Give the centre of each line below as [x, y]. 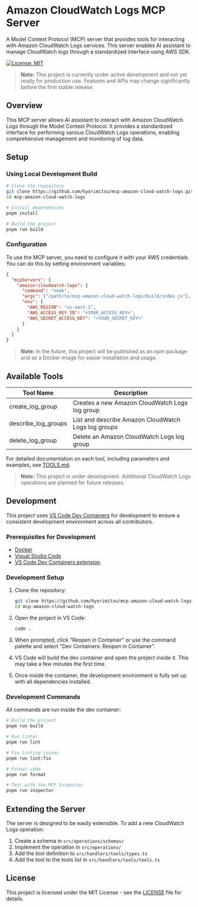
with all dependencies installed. [53, 682]
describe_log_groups [38, 423]
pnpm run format [26, 774]
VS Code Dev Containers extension [57, 562]
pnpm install [22, 213]
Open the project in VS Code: [50, 618]
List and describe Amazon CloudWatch [127, 420]
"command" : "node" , [45, 291]
